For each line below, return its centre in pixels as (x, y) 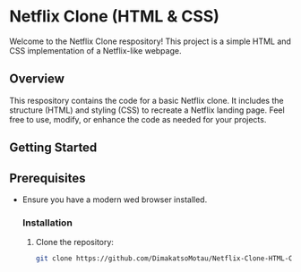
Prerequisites (47, 178)
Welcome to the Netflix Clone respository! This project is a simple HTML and (150, 41)
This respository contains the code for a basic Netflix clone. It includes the (146, 100)
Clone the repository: (75, 242)
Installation (47, 223)
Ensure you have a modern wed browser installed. (115, 200)
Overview (37, 79)
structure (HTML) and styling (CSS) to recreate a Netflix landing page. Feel (147, 110)
